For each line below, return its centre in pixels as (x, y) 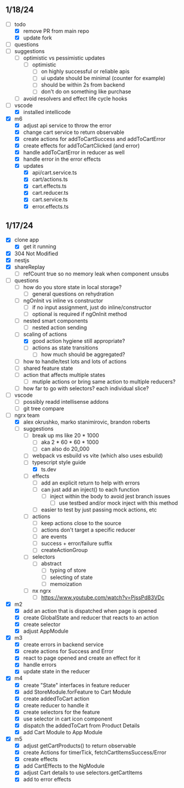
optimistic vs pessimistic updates (64, 58)
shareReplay (30, 267)
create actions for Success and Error (68, 651)
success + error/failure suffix (77, 544)
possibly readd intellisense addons (66, 401)
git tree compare (44, 408)
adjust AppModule (46, 631)
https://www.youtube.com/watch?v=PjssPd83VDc (103, 597)
